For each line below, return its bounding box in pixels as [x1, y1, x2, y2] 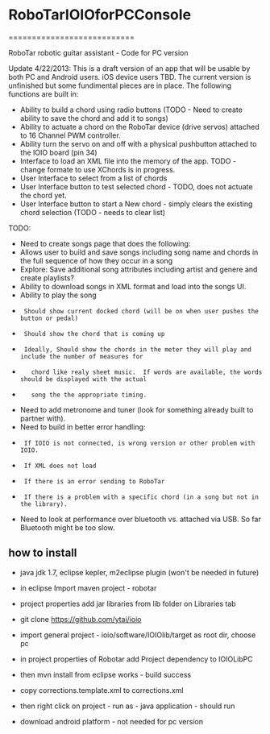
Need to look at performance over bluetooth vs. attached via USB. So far [19, 514, 262, 524]
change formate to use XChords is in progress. [19, 164, 176, 174]
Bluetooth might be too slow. [19, 522, 115, 533]
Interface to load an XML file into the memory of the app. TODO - [19, 156, 236, 166]
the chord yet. [19, 190, 67, 200]
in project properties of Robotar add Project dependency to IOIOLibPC [19, 654, 253, 664]
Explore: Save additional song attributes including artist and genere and [19, 264, 258, 274]
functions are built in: [8, 89, 79, 98]
